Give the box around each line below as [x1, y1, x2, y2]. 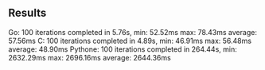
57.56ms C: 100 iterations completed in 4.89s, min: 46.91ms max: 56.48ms [8, 36, 252, 45]
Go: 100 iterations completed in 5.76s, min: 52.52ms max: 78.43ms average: [8, 27, 257, 37]
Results [8, 6, 47, 20]
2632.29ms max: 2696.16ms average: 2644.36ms [8, 52, 171, 62]
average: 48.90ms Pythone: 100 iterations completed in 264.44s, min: [8, 44, 237, 54]
